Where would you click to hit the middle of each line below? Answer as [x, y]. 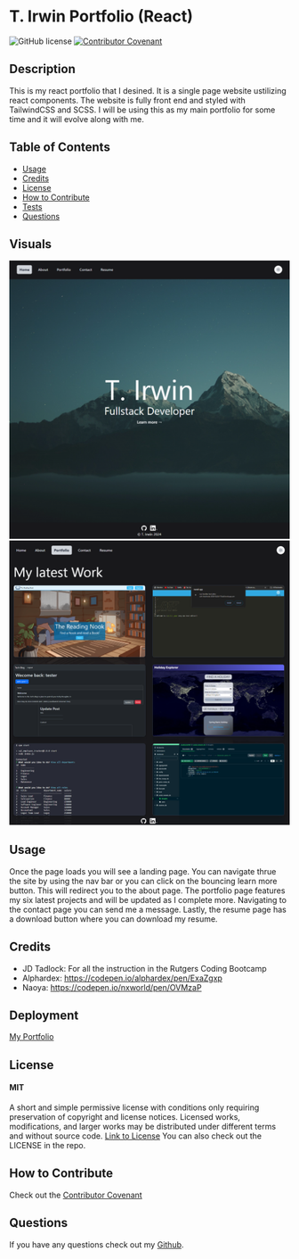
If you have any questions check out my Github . [97, 1244]
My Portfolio [32, 1037]
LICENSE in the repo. [48, 1145]
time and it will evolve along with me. [77, 119]
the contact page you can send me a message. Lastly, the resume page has [148, 909]
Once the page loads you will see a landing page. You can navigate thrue [143, 871]
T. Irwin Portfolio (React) [101, 17]
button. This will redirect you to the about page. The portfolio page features [147, 890]
